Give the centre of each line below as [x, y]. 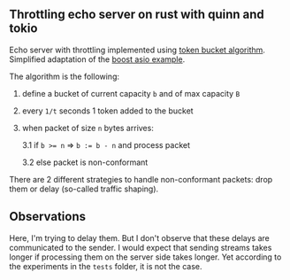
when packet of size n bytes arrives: [88, 128]
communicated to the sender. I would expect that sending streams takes [141, 247]
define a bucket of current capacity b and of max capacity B [131, 93]
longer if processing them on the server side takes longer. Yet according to [145, 257]
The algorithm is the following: [65, 76]
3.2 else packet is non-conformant [85, 162]
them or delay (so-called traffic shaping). [84, 189]
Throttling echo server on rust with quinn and [137, 15]
